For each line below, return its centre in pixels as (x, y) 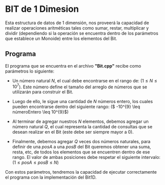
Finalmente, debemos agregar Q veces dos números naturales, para (81, 142)
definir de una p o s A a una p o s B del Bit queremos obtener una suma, (82, 147)
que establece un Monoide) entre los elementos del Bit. (61, 38)
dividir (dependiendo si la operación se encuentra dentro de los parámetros (82, 33)
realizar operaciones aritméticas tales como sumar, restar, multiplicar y (77, 28)
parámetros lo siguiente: (30, 71)
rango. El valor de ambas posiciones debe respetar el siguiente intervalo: (86, 157)
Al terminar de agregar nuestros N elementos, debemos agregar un (80, 121)
